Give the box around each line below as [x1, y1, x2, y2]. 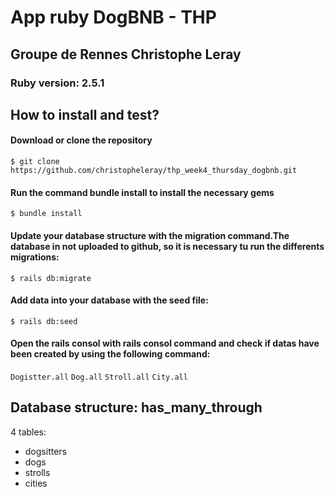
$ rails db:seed [10, 316, 78, 326]
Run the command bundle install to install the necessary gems [10, 186, 275, 198]
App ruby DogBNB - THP [10, 6, 217, 29]
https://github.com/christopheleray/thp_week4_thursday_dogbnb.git [10, 166, 298, 176]
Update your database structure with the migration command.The [10, 229, 290, 241]
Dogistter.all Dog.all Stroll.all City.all [10, 372, 188, 382]
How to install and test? [10, 106, 160, 123]
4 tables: [10, 426, 47, 438]
